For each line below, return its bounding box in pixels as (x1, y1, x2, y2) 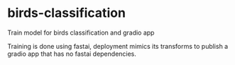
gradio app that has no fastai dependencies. (7, 49, 137, 58)
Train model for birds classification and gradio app (7, 28, 155, 37)
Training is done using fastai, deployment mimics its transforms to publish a (7, 42, 229, 50)
